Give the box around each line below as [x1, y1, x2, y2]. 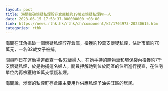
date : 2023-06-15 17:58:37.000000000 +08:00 [5, 16, 100, 21]
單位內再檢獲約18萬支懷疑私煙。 [5, 69, 72, 75]
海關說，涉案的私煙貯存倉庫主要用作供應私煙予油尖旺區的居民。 [5, 80, 137, 86]
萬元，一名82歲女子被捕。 [5, 46, 59, 52]
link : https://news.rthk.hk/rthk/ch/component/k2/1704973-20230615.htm [5, 21, 158, 26]
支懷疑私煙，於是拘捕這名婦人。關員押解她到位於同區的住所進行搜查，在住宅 [5, 63, 163, 69]
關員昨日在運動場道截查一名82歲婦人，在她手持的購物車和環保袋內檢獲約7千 [5, 57, 163, 63]
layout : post [5, 7, 33, 12]
